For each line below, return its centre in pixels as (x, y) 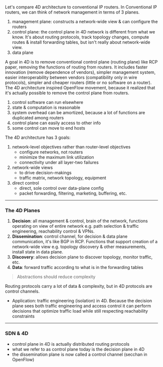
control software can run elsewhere (48, 102)
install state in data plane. (38, 252)
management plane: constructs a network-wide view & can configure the (85, 22)
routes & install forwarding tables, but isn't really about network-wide (81, 42)
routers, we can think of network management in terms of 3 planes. (72, 12)
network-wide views (33, 167)
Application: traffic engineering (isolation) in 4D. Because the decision (82, 301)
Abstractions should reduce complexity (56, 277)
